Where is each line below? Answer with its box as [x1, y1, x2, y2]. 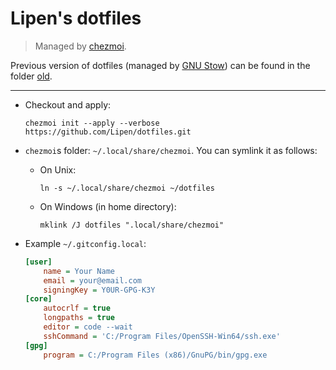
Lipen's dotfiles [10, 7, 142, 30]
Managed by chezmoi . [34, 40, 127, 52]
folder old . [10, 70, 53, 82]
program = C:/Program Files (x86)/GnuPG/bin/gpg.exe [43, 350, 268, 360]
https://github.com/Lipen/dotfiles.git [24, 127, 192, 137]
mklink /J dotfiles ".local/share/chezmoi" [39, 220, 225, 230]
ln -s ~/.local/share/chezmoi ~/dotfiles [39, 183, 215, 193]
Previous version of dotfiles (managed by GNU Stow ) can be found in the [10, 59, 311, 71]
